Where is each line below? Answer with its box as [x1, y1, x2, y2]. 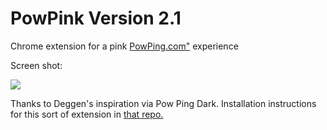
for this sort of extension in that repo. [10, 108, 164, 120]
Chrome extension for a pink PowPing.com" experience [10, 40, 239, 52]
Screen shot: [10, 59, 63, 71]
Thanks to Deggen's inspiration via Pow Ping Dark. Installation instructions [10, 97, 317, 109]
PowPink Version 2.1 [10, 7, 182, 30]
